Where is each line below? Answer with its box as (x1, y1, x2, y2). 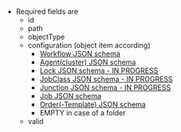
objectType (27, 32, 65, 41)
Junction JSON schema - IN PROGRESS (39, 83, 171, 92)
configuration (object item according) (27, 41, 151, 50)
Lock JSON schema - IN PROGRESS (39, 66, 159, 75)
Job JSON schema (39, 91, 102, 100)
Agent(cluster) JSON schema (39, 57, 136, 67)
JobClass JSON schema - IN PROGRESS (39, 75, 173, 83)
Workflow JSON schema (39, 49, 121, 58)
